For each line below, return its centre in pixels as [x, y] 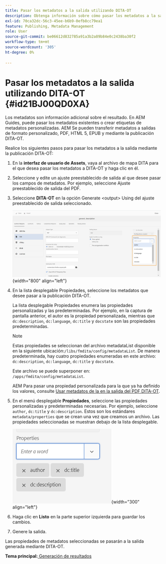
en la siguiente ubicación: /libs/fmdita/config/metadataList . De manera [86, 351]
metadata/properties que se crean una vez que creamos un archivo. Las [86, 416]
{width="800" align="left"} [40, 281]
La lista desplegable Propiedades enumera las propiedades [73, 305]
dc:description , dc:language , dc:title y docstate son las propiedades [84, 321]
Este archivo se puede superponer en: [51, 371]
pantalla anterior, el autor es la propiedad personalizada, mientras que [83, 315]
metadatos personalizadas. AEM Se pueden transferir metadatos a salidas [80, 128]
